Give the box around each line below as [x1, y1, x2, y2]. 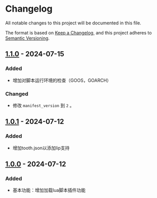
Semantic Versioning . [5, 35, 50, 41]
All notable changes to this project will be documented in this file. [5, 20, 142, 26]
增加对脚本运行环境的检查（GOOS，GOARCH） [12, 77, 111, 83]
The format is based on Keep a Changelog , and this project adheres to [5, 29, 152, 36]
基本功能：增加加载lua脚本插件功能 [12, 187, 86, 193]
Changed [5, 90, 29, 97]
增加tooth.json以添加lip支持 [12, 145, 70, 151]
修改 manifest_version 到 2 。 [12, 102, 74, 108]
